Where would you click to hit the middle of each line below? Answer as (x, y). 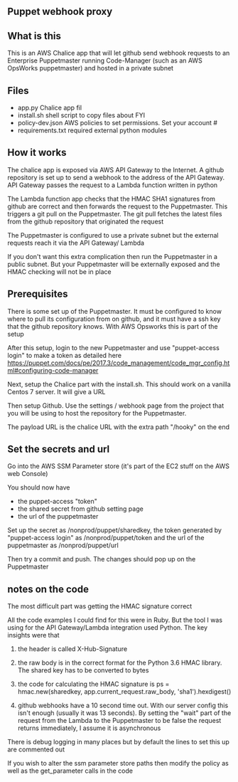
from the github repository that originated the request (86, 221)
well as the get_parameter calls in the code (70, 771)
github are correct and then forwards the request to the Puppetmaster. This (118, 206)
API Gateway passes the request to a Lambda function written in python (113, 185)
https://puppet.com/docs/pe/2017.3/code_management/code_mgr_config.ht (119, 363)
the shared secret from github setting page (80, 509)
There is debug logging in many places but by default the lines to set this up (118, 742)
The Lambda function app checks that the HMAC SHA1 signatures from (111, 199)
